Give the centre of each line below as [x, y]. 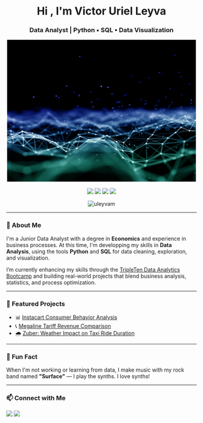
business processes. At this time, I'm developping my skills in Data [89, 245]
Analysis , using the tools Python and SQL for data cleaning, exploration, [97, 251]
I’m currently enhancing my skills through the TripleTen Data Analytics [93, 269]
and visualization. [28, 258]
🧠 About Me [24, 225]
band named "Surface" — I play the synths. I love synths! [78, 376]
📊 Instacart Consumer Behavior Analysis [66, 317]
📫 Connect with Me [36, 398]
